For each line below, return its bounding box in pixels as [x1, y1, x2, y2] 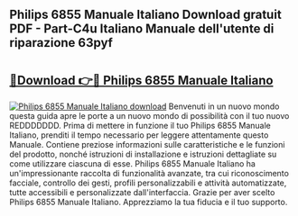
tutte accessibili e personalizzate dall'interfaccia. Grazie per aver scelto [9, 187, 275, 197]
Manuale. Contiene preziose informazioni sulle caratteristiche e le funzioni [9, 139, 285, 149]
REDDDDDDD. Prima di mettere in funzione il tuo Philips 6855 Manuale [9, 121, 271, 130]
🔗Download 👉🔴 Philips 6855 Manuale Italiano [9, 72, 274, 88]
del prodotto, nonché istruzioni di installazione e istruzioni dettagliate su [9, 148, 277, 159]
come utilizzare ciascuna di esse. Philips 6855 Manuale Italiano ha [9, 158, 256, 169]
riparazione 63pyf [9, 35, 113, 50]
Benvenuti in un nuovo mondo [168, 101, 280, 112]
